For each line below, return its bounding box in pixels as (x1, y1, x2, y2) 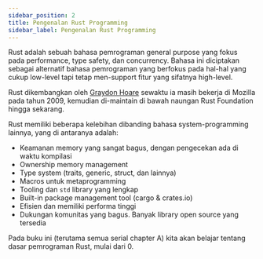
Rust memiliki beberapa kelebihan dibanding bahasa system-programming (8, 119, 249, 129)
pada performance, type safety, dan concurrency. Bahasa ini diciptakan (8, 56, 240, 65)
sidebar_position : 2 (8, 11, 76, 20)
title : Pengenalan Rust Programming (8, 19, 128, 27)
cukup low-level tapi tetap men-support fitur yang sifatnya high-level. (8, 72, 233, 82)
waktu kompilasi (19, 151, 72, 161)
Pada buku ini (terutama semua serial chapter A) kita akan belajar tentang (8, 233, 246, 243)
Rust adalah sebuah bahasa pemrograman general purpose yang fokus (8, 48, 238, 57)
